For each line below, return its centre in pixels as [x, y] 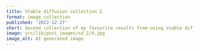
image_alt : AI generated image [45, 39]
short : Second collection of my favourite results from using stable [94, 28]
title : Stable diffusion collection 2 [54, 11]
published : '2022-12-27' [37, 22]
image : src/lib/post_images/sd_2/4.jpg [56, 33]
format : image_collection [38, 17]
